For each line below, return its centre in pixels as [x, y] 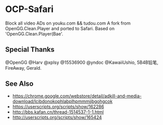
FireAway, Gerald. [23, 68]
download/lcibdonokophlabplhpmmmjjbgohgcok [62, 101]
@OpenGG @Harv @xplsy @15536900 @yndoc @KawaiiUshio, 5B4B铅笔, [82, 62]
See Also [19, 84]
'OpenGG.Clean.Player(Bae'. [34, 34]
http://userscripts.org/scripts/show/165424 [57, 117]
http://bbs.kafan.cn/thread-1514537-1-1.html [58, 112]
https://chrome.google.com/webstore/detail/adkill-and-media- [77, 96]
